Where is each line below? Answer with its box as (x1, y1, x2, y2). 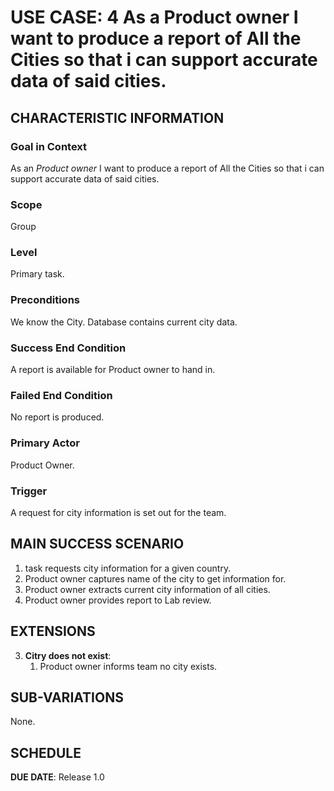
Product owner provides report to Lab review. (24, 594, 212, 606)
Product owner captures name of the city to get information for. (24, 572, 287, 585)
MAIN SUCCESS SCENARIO (10, 536, 185, 553)
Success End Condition (10, 341, 127, 355)
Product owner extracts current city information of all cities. (24, 583, 271, 595)
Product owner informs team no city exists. (39, 660, 218, 672)
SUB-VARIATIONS (10, 689, 124, 706)
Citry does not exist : (24, 649, 112, 661)
